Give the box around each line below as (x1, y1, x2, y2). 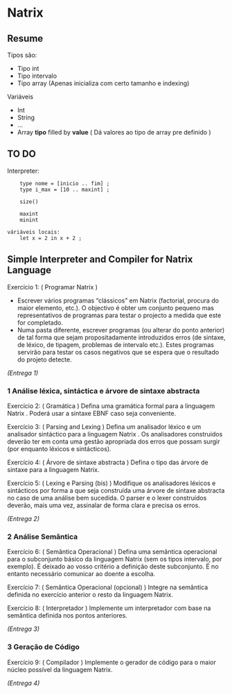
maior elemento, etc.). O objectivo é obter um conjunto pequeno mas (17, 303, 215, 312)
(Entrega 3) (7, 625, 40, 633)
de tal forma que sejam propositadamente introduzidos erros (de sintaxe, (17, 333, 226, 341)
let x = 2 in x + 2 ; (19, 235, 82, 242)
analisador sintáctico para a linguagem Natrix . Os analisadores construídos (7, 430, 223, 438)
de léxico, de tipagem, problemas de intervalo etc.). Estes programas (17, 340, 215, 348)
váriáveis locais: (7, 228, 60, 235)
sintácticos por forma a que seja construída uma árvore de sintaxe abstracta (7, 486, 225, 494)
